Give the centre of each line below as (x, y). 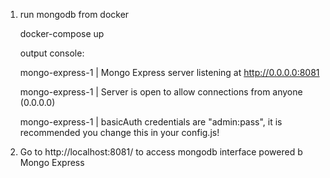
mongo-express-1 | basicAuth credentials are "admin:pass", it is (151, 122)
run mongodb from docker (74, 14)
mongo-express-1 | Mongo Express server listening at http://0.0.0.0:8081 (169, 72)
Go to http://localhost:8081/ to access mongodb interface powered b (161, 152)
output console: (52, 53)
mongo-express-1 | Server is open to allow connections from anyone (161, 92)
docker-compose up (62, 33)
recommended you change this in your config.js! (119, 132)
